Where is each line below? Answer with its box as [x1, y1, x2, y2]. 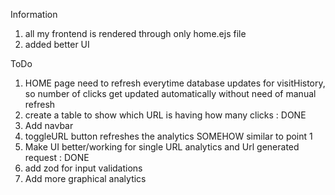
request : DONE [24, 152, 90, 163]
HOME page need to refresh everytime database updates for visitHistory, [24, 77, 326, 89]
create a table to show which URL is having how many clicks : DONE [24, 109, 307, 121]
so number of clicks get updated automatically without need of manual [24, 88, 317, 99]
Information [10, 9, 58, 20]
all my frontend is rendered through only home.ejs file [24, 28, 247, 39]
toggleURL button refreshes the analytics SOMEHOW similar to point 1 [24, 130, 313, 142]
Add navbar [24, 120, 74, 131]
